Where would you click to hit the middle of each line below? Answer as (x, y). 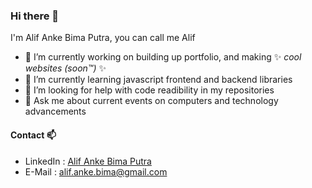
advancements (55, 111)
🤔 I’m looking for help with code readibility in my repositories (149, 90)
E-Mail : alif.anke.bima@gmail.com (96, 171)
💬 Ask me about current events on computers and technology (151, 101)
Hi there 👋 (35, 16)
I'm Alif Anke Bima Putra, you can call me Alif (103, 38)
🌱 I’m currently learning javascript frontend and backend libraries (158, 80)
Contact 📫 (33, 135)
